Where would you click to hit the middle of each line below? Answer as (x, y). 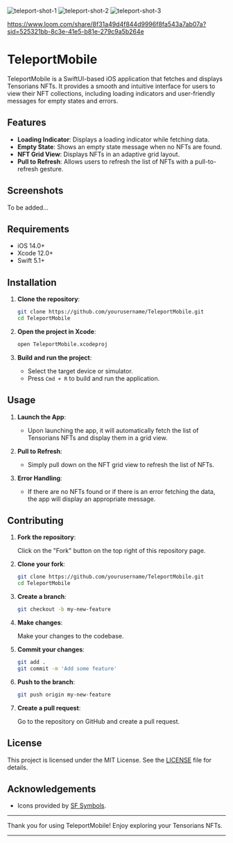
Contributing (35, 521)
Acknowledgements (52, 789)
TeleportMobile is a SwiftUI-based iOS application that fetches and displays (115, 78)
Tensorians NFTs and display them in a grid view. (97, 438)
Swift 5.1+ (31, 261)
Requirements (38, 229)
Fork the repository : (46, 537)
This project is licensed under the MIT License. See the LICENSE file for (110, 760)
